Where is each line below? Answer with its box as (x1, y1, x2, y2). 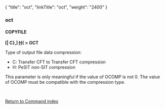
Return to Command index (5, 99, 58, 105)
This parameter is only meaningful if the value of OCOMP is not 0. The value (5, 74, 161, 80)
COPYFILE (5, 29, 27, 35)
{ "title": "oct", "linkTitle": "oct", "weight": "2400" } (5, 4, 108, 10)
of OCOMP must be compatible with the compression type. (5, 79, 125, 85)
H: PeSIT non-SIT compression (12, 64, 76, 70)
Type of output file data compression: (5, 50, 82, 55)
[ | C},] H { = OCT (5, 40, 39, 46)
